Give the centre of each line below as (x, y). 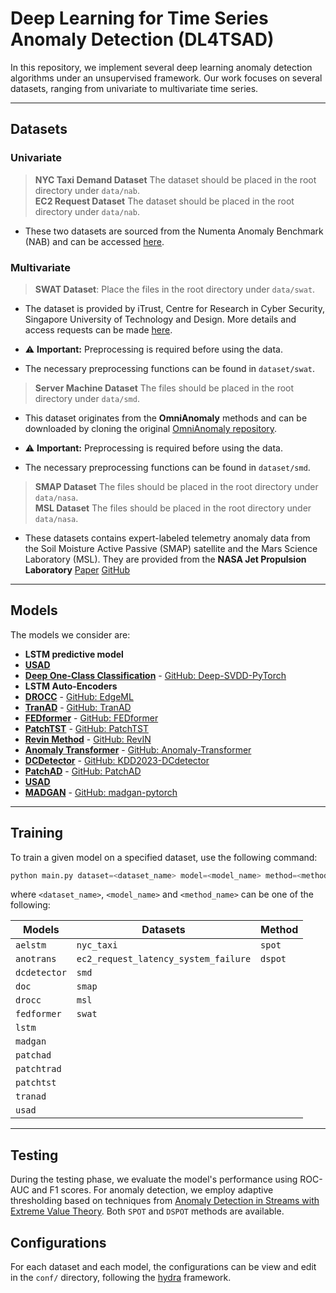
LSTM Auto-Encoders (71, 686)
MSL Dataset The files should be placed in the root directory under (173, 508)
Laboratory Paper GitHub (77, 569)
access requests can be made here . (98, 329)
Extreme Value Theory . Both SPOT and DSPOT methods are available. (147, 1211)
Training (37, 833)
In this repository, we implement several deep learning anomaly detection (161, 67)
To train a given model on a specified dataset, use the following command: (164, 857)
